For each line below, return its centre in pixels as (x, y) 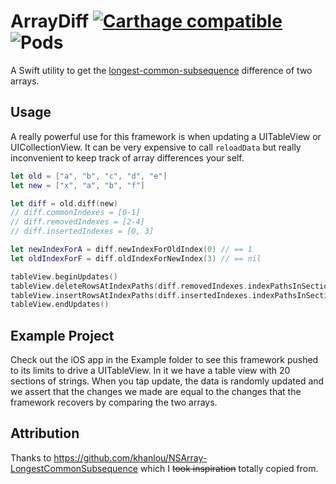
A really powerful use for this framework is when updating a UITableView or (166, 136)
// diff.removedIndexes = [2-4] (77, 222)
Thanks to (31, 457)
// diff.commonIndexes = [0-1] (75, 213)
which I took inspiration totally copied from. (229, 468)
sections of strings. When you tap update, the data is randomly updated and (167, 381)
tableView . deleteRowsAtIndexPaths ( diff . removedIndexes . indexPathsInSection (171, 286)
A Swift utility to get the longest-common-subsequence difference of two (161, 70)
